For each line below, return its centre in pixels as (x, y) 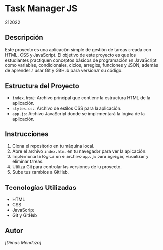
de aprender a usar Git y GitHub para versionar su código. (64, 70)
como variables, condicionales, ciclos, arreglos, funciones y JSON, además (82, 65)
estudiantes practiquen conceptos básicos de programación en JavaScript (81, 60)
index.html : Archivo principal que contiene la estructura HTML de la (81, 98)
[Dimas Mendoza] (23, 242)
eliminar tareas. (28, 162)
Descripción (24, 38)
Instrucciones (27, 134)
